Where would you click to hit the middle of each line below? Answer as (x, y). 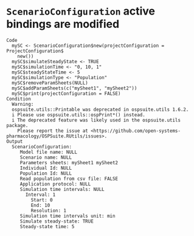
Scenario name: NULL (46, 157)
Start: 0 (42, 200)
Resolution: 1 (49, 210)
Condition (19, 99)
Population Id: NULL (46, 173)
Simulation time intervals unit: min (68, 216)
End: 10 (40, 205)
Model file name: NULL (49, 152)
